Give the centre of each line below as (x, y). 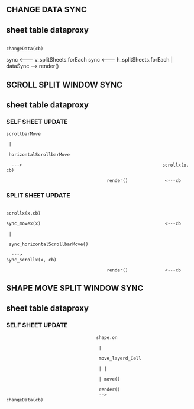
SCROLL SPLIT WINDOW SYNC (64, 84)
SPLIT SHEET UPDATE (38, 196)
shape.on (107, 337)
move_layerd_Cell (120, 358)
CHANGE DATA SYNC (46, 10)
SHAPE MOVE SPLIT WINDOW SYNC (75, 288)
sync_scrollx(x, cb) (32, 260)
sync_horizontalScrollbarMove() (48, 244)
